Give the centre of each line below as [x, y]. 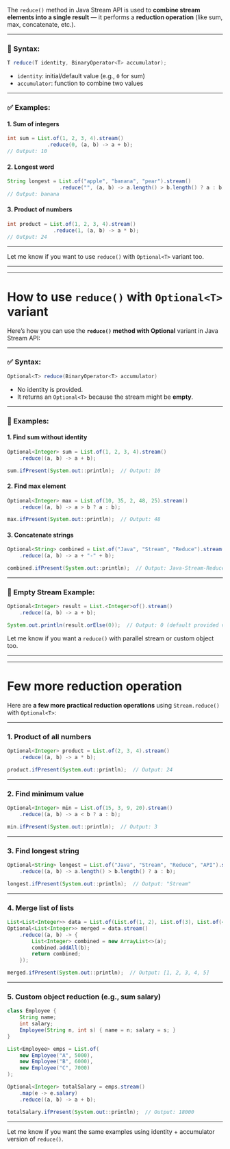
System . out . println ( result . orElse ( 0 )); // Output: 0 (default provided [113, 625]
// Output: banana [33, 194]
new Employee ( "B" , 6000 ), [56, 1062]
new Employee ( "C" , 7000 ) [55, 1068]
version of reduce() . [35, 1139]
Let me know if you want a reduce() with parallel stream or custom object [111, 638]
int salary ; [36, 1024]
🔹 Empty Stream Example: [51, 592]
